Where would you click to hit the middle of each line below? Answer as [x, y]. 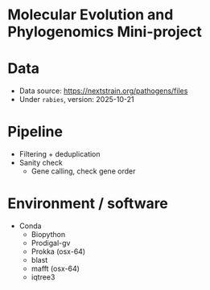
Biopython [48, 234]
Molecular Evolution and [91, 15]
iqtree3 [43, 277]
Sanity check [41, 163]
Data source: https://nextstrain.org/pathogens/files [103, 91]
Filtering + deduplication [60, 154]
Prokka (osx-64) [58, 251]
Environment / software [88, 204]
